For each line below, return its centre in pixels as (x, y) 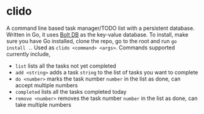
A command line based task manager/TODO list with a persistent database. (100, 28)
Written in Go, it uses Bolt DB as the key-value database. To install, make (97, 34)
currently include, (28, 54)
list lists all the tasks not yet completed (66, 66)
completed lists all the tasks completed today (71, 91)
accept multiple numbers (46, 85)
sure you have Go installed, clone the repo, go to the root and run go (92, 41)
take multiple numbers (43, 104)
